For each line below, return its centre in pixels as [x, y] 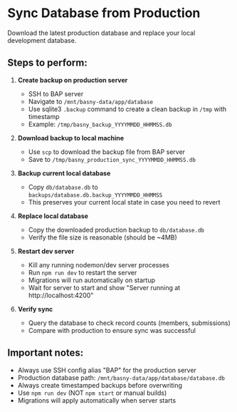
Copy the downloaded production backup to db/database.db [116, 230]
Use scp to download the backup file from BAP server [107, 152]
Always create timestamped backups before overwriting [100, 385]
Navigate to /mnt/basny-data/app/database [91, 101]
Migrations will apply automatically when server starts [97, 400]
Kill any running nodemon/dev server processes [99, 264]
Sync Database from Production [104, 13]
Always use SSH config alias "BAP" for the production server [107, 370]
